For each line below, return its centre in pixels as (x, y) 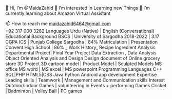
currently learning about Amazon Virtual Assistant (58, 13)
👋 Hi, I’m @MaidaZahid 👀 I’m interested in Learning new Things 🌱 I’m (78, 8)
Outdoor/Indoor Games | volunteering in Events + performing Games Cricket (86, 85)
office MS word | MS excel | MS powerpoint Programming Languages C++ (84, 69)
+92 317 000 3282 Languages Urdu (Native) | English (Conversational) (80, 31)
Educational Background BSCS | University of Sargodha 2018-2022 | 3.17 (82, 36)
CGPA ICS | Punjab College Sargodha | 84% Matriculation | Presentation (82, 42)
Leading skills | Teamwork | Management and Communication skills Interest (85, 80)
